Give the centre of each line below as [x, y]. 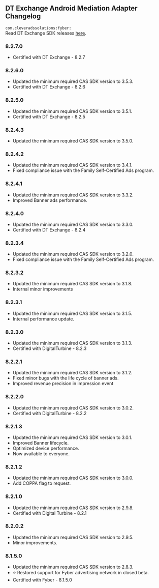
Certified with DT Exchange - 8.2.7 [49, 57]
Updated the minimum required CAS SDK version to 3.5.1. [72, 111]
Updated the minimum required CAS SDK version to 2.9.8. [73, 508]
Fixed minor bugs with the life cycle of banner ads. [66, 378]
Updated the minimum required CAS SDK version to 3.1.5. [72, 313]
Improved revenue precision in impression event [63, 384]
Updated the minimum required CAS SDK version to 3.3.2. [73, 195]
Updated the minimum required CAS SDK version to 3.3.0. [73, 224]
